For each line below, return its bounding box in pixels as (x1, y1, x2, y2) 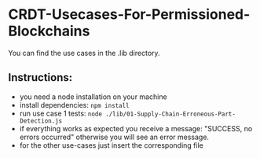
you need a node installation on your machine (19, 92, 167, 101)
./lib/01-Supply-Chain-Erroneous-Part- (105, 110, 236, 118)
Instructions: (8, 71, 73, 84)
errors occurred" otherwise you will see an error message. (19, 132, 210, 141)
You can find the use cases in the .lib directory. (8, 48, 160, 57)
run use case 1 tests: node (19, 108, 102, 118)
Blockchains (8, 22, 90, 40)
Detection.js (19, 116, 63, 125)
